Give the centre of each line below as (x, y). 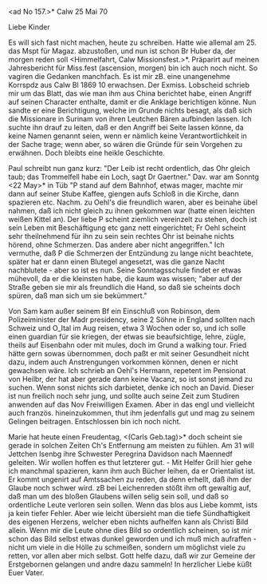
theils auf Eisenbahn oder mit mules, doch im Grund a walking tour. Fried (128, 345)
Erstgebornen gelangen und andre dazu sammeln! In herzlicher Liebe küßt (130, 564)
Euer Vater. (26, 573)
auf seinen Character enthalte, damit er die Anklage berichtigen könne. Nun (132, 102)
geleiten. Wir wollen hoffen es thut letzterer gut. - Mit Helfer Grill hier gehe (130, 462)
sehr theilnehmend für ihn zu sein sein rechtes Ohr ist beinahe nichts (121, 236)
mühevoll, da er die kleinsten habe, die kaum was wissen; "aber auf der (126, 278)
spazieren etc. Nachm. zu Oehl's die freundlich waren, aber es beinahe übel (133, 202)
